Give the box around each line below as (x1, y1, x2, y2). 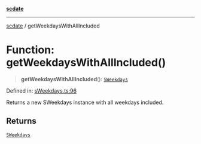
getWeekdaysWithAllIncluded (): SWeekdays (20, 75, 129, 82)
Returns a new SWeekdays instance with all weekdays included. (6, 99, 164, 106)
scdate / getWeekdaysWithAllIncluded (6, 22, 100, 29)
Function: (6, 43, 55, 57)
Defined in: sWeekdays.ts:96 (6, 87, 77, 94)
